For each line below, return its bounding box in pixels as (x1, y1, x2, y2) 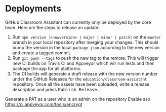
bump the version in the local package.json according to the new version (12, 44, 160, 50)
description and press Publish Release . (12, 86, 99, 92)
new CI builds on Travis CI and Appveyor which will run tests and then (12, 60, 155, 66)
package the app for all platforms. (12, 65, 82, 72)
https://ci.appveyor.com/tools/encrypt (5, 101, 83, 107)
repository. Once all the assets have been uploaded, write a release (12, 81, 150, 87)
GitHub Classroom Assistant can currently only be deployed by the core (5, 19, 152, 25)
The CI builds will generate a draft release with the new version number (12, 71, 158, 76)
